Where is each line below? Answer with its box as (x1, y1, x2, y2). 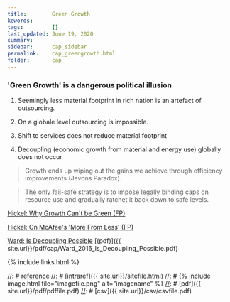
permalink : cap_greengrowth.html (7, 50, 116, 58)
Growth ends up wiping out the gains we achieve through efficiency (24, 166, 223, 175)
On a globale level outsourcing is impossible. (17, 118, 149, 126)
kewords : (7, 17, 33, 24)
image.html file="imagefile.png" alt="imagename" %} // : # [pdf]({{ (7, 279, 201, 288)
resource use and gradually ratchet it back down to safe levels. (24, 195, 209, 204)
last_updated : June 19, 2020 (7, 30, 94, 38)
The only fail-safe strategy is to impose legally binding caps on (24, 188, 209, 196)
